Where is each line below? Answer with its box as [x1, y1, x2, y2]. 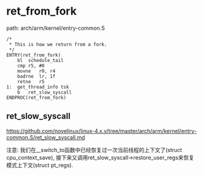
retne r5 [17, 78, 45, 84]
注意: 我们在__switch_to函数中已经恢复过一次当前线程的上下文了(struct [6, 146, 182, 153]
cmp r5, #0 [17, 63, 45, 69]
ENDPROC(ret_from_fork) [6, 94, 67, 101]
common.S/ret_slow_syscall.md [6, 134, 85, 141]
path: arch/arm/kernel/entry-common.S [6, 24, 105, 32]
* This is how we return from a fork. [9, 41, 108, 47]
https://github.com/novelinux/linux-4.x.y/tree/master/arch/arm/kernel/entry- [6, 127, 197, 134]
